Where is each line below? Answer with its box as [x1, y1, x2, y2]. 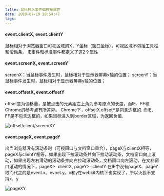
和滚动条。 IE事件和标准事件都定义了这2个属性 [5, 49, 99, 55]
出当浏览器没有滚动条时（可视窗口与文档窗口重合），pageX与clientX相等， [5, 145, 154, 151]
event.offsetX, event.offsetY [5, 89, 65, 95]
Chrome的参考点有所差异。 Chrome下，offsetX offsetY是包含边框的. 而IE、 [5, 107, 156, 113]
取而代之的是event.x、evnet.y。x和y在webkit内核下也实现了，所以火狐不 [5, 170, 151, 176]
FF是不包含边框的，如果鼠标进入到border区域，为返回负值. [5, 113, 123, 118]
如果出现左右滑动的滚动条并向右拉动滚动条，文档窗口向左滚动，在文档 [13, 157, 155, 163]
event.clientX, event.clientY [5, 31, 63, 37]
